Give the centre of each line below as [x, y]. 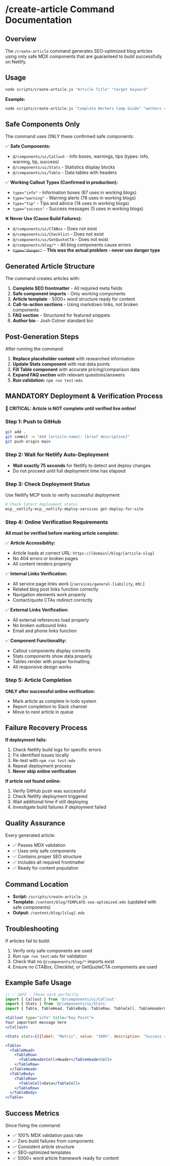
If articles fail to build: [28, 941]
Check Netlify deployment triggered [50, 796]
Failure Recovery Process [46, 728]
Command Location [37, 884]
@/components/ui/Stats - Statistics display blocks [64, 167]
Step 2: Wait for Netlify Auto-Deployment [57, 454]
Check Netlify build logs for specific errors [57, 750]
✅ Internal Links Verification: [36, 574]
